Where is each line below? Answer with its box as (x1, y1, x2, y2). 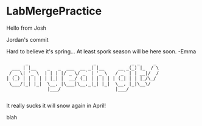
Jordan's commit (6, 36, 49, 43)
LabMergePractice (6, 4, 102, 18)
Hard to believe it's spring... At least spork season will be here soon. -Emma (6, 47, 197, 55)
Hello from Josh (6, 24, 47, 31)
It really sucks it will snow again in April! (6, 102, 106, 109)
